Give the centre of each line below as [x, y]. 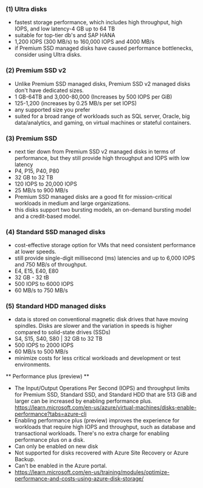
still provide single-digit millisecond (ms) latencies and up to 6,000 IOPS [105, 258]
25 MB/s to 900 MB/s [41, 190]
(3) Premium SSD [31, 138]
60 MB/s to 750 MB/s [41, 290]
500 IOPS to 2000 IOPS [44, 345]
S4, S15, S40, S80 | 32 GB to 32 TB [58, 339]
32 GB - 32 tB [32, 277]
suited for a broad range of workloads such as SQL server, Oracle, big [102, 116]
